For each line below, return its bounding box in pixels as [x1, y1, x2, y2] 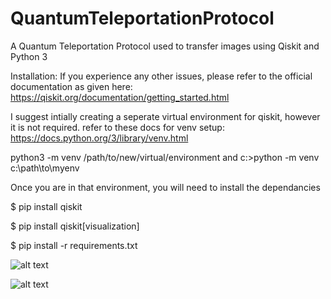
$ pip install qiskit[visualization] [10, 220, 140, 232]
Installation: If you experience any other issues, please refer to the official [10, 70, 313, 82]
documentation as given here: [10, 80, 133, 92]
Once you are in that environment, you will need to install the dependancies [10, 181, 321, 193]
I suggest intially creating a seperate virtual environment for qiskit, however [10, 110, 321, 122]
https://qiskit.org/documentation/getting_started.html [10, 91, 230, 103]
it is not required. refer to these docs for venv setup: [10, 121, 225, 133]
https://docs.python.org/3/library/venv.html [10, 132, 189, 144]
